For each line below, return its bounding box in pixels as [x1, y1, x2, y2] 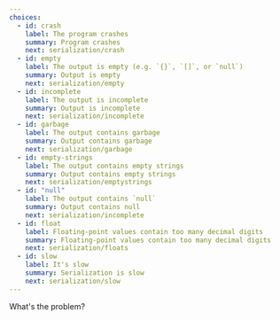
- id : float [17, 219, 62, 228]
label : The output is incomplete [25, 95, 149, 105]
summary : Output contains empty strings [25, 169, 176, 178]
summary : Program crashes [25, 37, 121, 47]
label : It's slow [25, 261, 89, 269]
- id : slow [17, 252, 58, 261]
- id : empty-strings [17, 152, 93, 162]
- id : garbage [17, 121, 69, 129]
